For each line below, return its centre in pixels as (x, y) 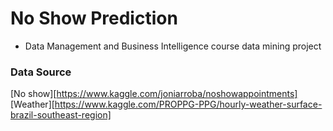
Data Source (41, 72)
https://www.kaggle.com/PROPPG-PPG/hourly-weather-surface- (188, 104)
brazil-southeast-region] (61, 115)
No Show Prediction (94, 18)
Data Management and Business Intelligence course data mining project (173, 46)
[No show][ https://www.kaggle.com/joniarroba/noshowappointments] (154, 94)
